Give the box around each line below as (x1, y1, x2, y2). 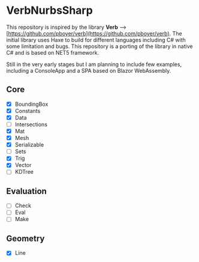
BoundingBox (14, 100, 49, 108)
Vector (14, 162, 32, 169)
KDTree (14, 168, 34, 175)
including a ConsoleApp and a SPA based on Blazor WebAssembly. (6, 67, 171, 74)
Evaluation (6, 186, 47, 196)
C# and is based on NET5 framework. (6, 49, 99, 56)
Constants (14, 107, 41, 114)
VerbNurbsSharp (6, 4, 93, 17)
